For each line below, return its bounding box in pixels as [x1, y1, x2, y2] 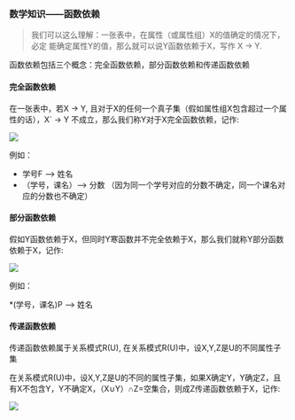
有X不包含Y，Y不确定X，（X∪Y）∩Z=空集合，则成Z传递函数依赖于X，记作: [9, 383, 281, 393]
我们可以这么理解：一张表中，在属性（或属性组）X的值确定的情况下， [30, 29, 285, 41]
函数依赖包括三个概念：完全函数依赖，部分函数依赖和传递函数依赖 [9, 59, 250, 70]
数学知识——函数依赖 [9, 7, 100, 19]
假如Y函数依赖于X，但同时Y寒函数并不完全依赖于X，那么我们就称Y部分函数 [9, 233, 284, 245]
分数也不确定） [37, 191, 93, 201]
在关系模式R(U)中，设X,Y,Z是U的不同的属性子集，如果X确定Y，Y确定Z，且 [9, 372, 282, 383]
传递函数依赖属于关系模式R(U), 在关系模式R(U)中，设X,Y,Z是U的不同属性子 [9, 342, 282, 353]
